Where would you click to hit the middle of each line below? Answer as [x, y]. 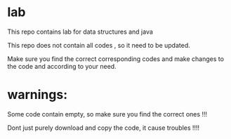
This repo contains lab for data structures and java [80, 32]
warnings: [38, 95]
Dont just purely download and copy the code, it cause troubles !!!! [104, 128]
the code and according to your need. [62, 66]
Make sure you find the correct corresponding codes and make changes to [116, 59]
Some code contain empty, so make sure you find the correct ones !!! [107, 114]
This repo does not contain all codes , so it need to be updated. [99, 45]
